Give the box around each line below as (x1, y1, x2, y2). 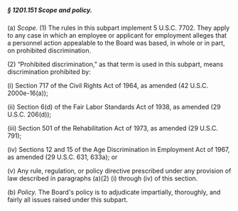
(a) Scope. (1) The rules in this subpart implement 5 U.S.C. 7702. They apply (7, 23, 230, 32)
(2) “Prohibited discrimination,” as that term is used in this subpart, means (7, 60, 224, 68)
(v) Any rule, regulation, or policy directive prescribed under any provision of (7, 166, 232, 175)
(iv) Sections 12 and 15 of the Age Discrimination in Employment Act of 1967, (7, 145, 230, 153)
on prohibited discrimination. (7, 46, 91, 55)
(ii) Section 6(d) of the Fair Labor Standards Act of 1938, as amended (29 (7, 102, 222, 111)
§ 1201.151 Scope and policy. (7, 6, 92, 14)
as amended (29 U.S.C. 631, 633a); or (7, 153, 118, 161)
